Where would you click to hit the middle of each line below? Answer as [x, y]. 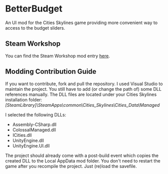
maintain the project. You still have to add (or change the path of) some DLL [83, 89]
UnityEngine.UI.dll [31, 145]
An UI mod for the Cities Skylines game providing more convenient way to [81, 23]
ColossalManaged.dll [34, 130]
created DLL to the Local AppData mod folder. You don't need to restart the [83, 160]
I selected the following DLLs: [36, 115]
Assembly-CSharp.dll [34, 124]
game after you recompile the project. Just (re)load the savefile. [71, 166]
